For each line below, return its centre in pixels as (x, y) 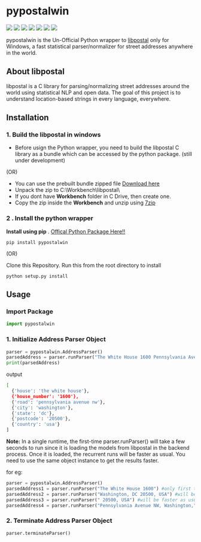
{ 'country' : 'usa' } (36, 424)
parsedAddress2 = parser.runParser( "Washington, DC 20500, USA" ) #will (97, 494)
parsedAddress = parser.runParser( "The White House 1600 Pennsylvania (96, 357)
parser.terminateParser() (38, 533)
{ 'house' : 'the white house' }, (51, 391)
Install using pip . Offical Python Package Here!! (66, 231)
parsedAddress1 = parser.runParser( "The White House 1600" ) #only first (99, 489)
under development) (40, 161)
